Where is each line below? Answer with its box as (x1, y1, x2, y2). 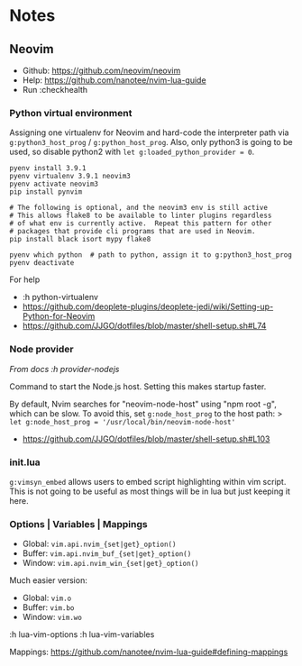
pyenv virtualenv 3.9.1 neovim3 (9, 172, 131, 181)
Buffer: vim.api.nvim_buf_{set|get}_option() (22, 548, 192, 559)
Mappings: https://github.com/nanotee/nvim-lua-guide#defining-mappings (9, 646, 288, 658)
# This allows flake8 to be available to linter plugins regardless (9, 211, 272, 221)
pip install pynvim (9, 187, 83, 196)
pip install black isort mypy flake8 (9, 235, 151, 244)
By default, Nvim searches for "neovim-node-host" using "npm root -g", (9, 398, 277, 409)
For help (9, 274, 41, 285)
